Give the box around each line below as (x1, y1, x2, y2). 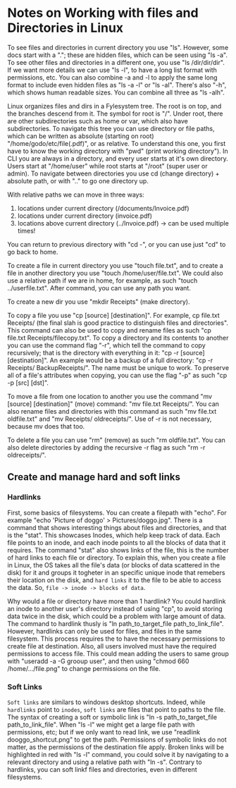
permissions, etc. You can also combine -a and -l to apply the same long (7, 73, 218, 82)
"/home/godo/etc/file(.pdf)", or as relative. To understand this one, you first (7, 139, 226, 147)
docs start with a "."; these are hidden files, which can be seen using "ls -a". (7, 51, 228, 59)
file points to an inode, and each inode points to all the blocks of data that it (7, 538, 226, 547)
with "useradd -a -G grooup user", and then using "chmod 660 (7, 657, 190, 665)
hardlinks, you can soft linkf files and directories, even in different (7, 765, 197, 773)
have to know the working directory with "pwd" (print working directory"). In (7, 147, 229, 155)
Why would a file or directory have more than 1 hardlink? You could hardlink (7, 597, 226, 605)
